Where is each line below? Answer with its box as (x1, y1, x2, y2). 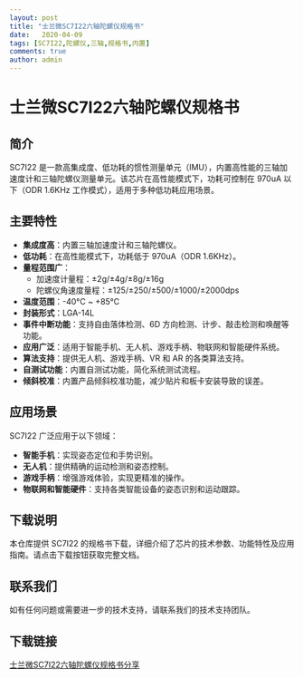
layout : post (9, 13, 59, 23)
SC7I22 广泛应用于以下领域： (9, 430, 118, 441)
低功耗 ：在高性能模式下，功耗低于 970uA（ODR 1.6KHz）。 (22, 250, 241, 261)
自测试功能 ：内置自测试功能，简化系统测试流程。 (22, 363, 205, 374)
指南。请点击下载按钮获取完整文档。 (9, 549, 145, 560)
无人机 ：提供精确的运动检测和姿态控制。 (22, 460, 174, 471)
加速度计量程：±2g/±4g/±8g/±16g (35, 273, 165, 284)
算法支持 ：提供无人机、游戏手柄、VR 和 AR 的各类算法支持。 (22, 353, 249, 363)
